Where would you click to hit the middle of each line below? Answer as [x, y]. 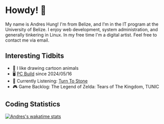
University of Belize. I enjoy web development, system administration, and [81, 29]
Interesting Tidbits [35, 56]
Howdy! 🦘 [26, 10]
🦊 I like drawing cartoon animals [45, 68]
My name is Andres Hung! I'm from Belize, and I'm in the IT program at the [82, 24]
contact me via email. [27, 40]
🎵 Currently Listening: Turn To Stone [50, 81]
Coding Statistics [33, 104]
